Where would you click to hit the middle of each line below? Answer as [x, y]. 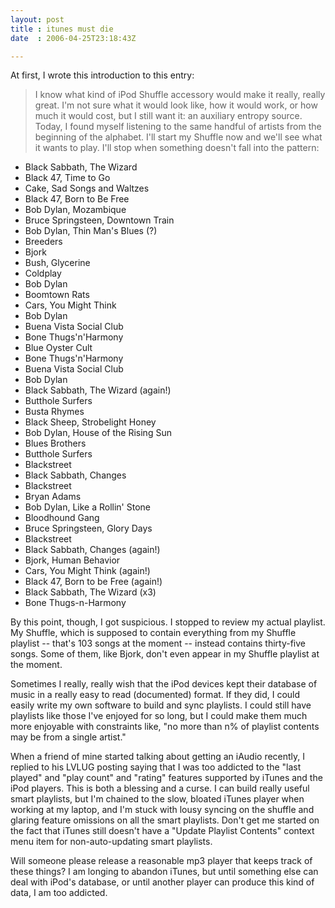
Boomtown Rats [57, 295]
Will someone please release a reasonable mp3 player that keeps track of [161, 861]
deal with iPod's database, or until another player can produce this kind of [162, 882]
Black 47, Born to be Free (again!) [93, 582]
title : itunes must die [62, 29]
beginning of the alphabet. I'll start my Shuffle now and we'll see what [178, 137]
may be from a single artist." [68, 737]
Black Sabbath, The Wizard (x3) [90, 592]
